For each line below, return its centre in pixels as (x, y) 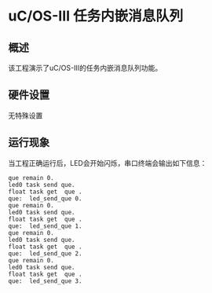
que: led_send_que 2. (45, 253)
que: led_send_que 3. (45, 281)
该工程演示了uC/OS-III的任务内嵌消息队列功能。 (85, 68)
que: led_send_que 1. (45, 226)
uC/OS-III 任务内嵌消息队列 (96, 16)
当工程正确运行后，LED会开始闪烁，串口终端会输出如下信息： (108, 163)
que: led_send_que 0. (45, 198)
